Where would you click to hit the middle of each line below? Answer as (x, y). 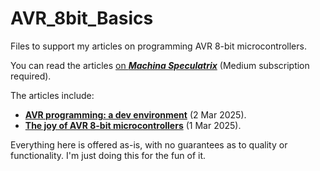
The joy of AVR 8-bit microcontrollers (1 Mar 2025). (133, 125)
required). (31, 76)
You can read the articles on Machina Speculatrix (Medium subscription (160, 65)
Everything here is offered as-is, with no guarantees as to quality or (149, 144)
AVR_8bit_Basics (82, 18)
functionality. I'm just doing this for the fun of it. (108, 155)
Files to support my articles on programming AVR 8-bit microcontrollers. (158, 46)
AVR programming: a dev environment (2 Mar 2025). (135, 114)
